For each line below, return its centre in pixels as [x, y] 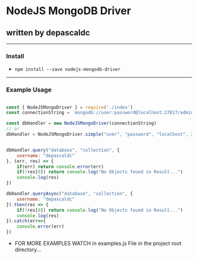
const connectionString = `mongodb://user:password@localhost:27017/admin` [101, 113]
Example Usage [29, 90]
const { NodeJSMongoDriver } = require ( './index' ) [70, 107]
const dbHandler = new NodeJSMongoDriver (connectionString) [82, 123]
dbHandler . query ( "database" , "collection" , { [63, 150]
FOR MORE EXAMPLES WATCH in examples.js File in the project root [98, 244]
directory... [28, 250]
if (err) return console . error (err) [60, 166]
